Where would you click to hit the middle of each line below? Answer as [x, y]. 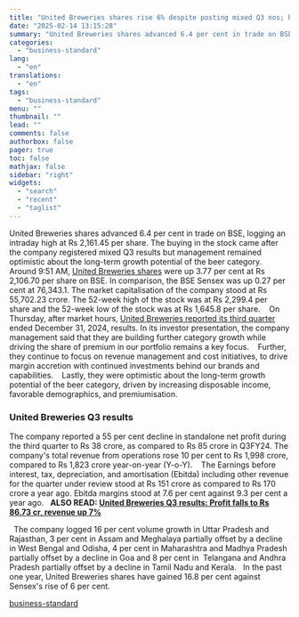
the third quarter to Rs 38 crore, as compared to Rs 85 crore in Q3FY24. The [149, 446]
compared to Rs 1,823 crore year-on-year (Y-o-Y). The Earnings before [142, 465]
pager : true [31, 150]
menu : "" [25, 109]
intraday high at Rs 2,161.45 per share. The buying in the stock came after [144, 242]
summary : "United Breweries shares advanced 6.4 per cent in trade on [143, 34]
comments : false [39, 134]
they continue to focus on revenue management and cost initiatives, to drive [149, 356]
